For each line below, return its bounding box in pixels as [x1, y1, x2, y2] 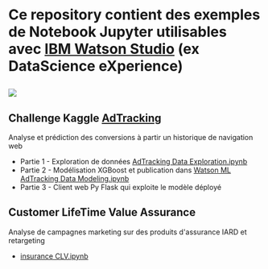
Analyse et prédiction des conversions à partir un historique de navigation [8, 133, 254, 142]
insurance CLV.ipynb [19, 251, 89, 261]
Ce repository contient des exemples [8, 6, 261, 24]
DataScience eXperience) [8, 57, 183, 76]
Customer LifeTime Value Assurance [8, 205, 196, 219]
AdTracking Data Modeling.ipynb [19, 174, 130, 183]
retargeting [8, 235, 46, 245]
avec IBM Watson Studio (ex [8, 40, 200, 58]
